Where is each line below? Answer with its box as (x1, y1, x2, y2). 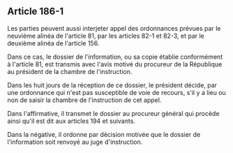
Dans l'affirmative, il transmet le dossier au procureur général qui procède (7, 109, 220, 117)
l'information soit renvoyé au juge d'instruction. (7, 138, 143, 146)
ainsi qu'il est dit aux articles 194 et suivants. (7, 117, 136, 125)
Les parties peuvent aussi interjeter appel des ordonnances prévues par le (7, 24, 221, 32)
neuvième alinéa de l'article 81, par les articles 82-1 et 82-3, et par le (7, 31, 204, 40)
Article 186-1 (7, 6, 64, 17)
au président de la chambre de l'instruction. (7, 67, 133, 75)
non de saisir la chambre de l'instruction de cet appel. (7, 96, 162, 104)
